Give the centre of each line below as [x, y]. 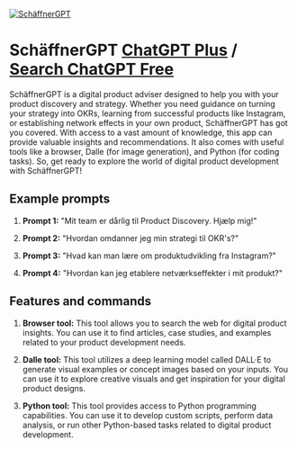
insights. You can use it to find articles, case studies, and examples [147, 332]
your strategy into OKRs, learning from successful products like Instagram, [148, 113]
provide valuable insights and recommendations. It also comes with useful [147, 142]
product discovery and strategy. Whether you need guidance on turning [143, 103]
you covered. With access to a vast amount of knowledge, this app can [141, 132]
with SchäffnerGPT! [46, 170]
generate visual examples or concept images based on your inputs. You [155, 369]
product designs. [54, 388]
